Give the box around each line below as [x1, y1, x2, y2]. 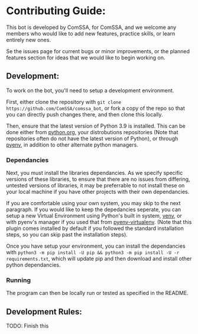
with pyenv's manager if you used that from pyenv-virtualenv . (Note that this [6, 219, 192, 226]
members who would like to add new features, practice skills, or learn [6, 30, 176, 37]
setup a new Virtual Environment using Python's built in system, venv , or [6, 212, 182, 219]
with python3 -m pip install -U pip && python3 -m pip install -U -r [6, 249, 180, 256]
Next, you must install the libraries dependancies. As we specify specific [6, 170, 183, 177]
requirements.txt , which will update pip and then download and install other [6, 255, 192, 262]
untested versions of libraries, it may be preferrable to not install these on [6, 182, 185, 189]
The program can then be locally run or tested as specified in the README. [6, 290, 189, 297]
